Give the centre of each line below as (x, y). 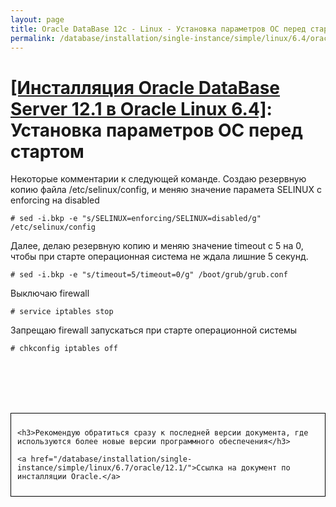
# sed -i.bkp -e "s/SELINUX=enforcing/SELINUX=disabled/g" (136, 219)
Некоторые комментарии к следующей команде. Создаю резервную (158, 179)
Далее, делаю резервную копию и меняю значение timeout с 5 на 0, (157, 246)
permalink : (33, 38)
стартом (47, 151)
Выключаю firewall (50, 293)
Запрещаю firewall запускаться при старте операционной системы (154, 330)
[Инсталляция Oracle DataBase (145, 87)
